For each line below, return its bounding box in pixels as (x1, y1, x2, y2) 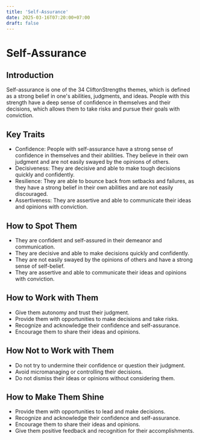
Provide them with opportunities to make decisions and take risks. (14, 315, 179, 322)
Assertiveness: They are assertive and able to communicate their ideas (14, 197, 192, 204)
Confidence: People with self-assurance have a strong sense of (14, 146, 173, 153)
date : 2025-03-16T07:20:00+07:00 (6, 15, 90, 21)
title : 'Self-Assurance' (6, 8, 69, 15)
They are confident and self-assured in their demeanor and (14, 237, 162, 244)
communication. (14, 243, 55, 250)
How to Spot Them (6, 221, 77, 231)
